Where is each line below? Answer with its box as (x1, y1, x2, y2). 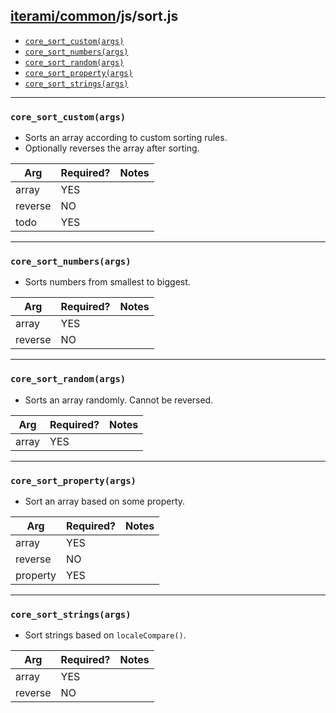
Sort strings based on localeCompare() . (24, 629, 187, 641)
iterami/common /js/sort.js (10, 8, 179, 25)
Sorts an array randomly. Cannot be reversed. (24, 394, 214, 406)
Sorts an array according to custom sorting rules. (24, 132, 228, 144)
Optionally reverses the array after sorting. (24, 142, 200, 154)
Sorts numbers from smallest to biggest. (24, 276, 191, 288)
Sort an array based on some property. (24, 495, 186, 507)
